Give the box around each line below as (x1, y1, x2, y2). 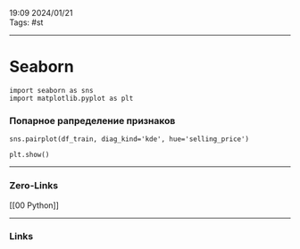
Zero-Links (9, 179, 59, 192)
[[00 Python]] (9, 200, 60, 211)
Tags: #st (9, 17, 44, 28)
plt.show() (9, 151, 50, 160)
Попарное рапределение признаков (9, 114, 176, 127)
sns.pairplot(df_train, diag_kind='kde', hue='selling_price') (9, 135, 250, 144)
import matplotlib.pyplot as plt (9, 94, 134, 103)
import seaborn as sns (9, 86, 94, 95)
